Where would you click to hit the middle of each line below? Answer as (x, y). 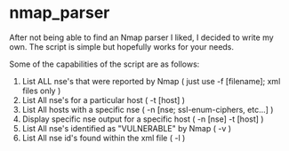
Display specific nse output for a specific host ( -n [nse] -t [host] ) (143, 119)
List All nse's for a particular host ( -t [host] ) (103, 99)
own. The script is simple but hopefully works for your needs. (121, 46)
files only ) (41, 91)
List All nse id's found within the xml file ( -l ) (104, 138)
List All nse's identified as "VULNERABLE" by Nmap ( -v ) (127, 128)
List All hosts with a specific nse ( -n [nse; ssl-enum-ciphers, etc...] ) (148, 109)
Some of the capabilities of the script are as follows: (104, 64)
